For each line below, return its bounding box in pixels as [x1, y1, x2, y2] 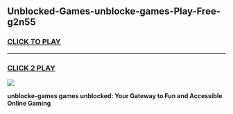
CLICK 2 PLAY [7, 63, 55, 73]
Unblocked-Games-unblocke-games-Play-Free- [7, 6, 221, 17]
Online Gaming [7, 99, 51, 107]
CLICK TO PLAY [7, 37, 61, 47]
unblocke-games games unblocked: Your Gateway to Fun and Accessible [7, 91, 223, 99]
